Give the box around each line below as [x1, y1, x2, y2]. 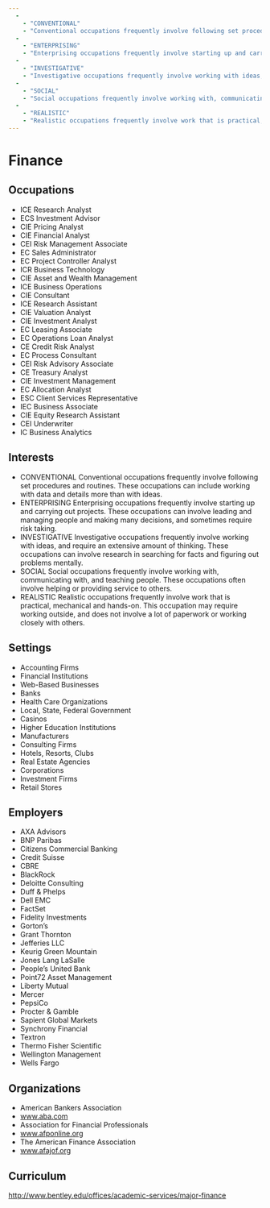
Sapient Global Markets [19, 1015, 98, 1025]
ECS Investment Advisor [19, 213, 100, 222]
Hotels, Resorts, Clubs [19, 748, 94, 758]
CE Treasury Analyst [19, 367, 88, 377]
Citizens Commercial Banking [19, 844, 118, 854]
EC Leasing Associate [19, 324, 92, 334]
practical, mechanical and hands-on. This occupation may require [19, 600, 239, 610]
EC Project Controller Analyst [19, 255, 117, 266]
